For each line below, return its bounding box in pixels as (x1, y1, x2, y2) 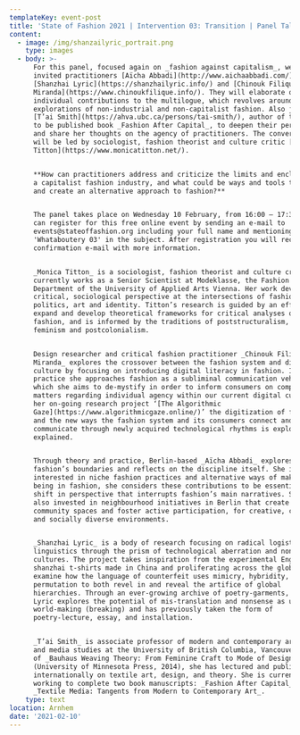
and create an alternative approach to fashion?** (32, 187, 226, 196)
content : (9, 29, 42, 38)
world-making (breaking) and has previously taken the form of (32, 605, 274, 614)
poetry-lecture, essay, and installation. (32, 614, 194, 622)
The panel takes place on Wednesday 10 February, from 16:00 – (32, 211, 274, 220)
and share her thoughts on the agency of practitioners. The (32, 129, 266, 138)
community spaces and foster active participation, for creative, (32, 506, 286, 515)
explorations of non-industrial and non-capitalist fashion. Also (32, 104, 286, 113)
